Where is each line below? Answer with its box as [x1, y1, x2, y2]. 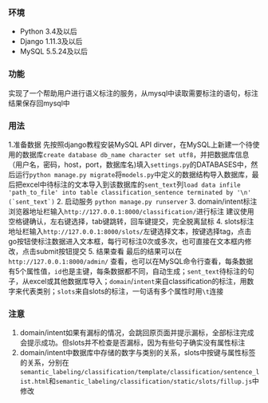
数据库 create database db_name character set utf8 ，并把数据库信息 [22, 149, 250, 159]
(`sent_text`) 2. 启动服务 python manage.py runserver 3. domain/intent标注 [8, 196, 258, 206]
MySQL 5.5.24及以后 [19, 46, 89, 57]
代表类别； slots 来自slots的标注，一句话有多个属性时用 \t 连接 [22, 286, 224, 296]
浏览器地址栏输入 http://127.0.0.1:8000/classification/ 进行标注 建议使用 [8, 206, 254, 216]
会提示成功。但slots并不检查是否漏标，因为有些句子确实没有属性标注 [19, 338, 246, 348]
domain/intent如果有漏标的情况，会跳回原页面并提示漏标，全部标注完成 [19, 328, 254, 338]
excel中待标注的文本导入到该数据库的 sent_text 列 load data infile [22, 180, 241, 189]
